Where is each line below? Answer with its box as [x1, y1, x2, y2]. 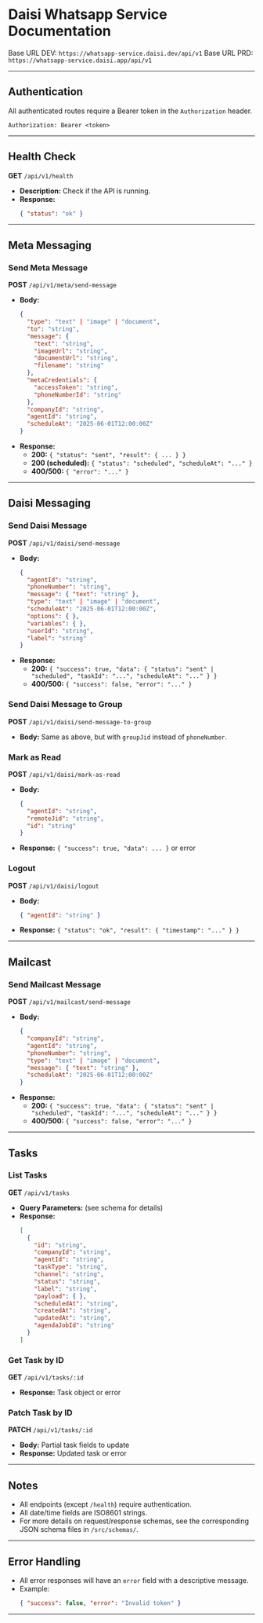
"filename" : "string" [34, 361, 104, 370]
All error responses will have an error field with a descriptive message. [19, 1576, 249, 1585]
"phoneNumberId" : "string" [34, 390, 122, 398]
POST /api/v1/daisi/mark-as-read [8, 769, 121, 779]
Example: [19, 1585, 50, 1594]
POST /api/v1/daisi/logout [8, 881, 99, 890]
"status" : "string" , [34, 1277, 101, 1285]
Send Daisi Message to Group [8, 699, 123, 710]
